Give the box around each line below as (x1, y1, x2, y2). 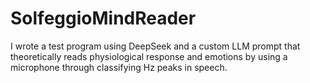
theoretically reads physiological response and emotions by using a (10, 50, 288, 62)
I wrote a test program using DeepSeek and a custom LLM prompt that (10, 40, 301, 52)
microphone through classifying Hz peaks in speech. (10, 61, 228, 73)
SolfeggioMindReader (10, 7, 197, 30)
